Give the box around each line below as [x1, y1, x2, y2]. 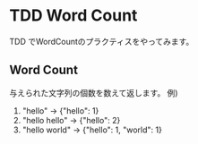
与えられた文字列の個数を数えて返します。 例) [9, 87, 178, 98]
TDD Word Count [9, 5, 138, 26]
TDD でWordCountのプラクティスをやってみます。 [9, 36, 194, 47]
